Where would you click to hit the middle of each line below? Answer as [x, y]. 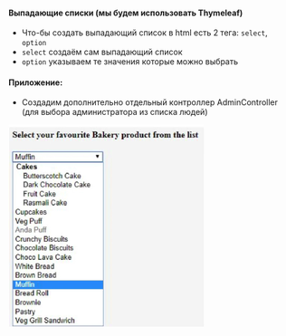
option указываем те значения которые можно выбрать [130, 62]
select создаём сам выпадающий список [102, 52]
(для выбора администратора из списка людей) [114, 112]
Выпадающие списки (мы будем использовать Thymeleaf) [126, 13]
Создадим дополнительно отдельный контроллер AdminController [149, 102]
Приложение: [36, 82]
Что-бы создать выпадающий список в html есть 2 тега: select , [144, 33]
